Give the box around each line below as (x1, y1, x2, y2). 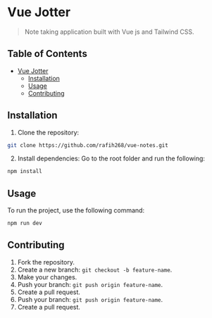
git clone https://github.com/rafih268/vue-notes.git (7, 141, 169, 148)
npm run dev (7, 220, 42, 227)
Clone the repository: (17, 128, 80, 136)
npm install (7, 168, 42, 175)
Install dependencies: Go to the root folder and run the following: (17, 154, 206, 163)
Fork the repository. (17, 257, 75, 266)
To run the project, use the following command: (7, 206, 145, 215)
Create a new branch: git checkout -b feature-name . (17, 265, 173, 274)
